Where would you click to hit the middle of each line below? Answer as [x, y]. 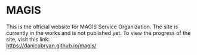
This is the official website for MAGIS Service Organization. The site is [92, 27]
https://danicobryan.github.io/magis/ [51, 46]
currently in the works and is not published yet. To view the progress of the [98, 33]
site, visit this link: [28, 39]
